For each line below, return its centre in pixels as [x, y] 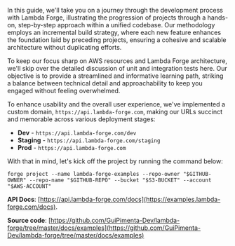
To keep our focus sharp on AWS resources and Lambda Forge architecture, [117, 61]
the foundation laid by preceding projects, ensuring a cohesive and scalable [117, 40]
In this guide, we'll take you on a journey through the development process [115, 10]
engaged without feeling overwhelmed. [64, 91]
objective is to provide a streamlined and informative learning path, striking [115, 76]
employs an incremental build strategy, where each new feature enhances [114, 32]
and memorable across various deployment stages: [81, 119]
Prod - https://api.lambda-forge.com [72, 148]
